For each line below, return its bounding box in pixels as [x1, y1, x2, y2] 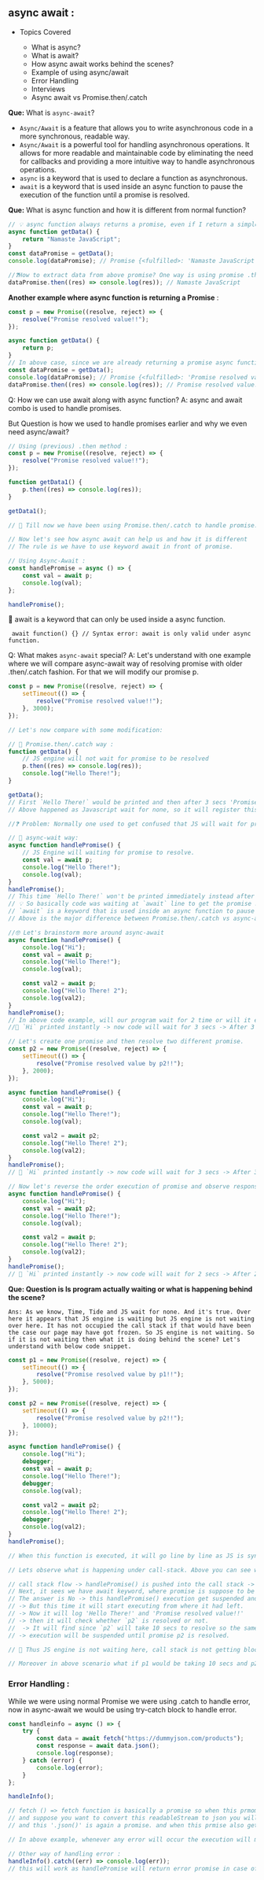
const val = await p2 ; [22, 1204, 97, 1213]
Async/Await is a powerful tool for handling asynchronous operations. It [19, 139, 250, 149]
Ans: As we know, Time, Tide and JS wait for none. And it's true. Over [8, 1308, 251, 1316]
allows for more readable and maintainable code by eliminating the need [19, 148, 254, 157]
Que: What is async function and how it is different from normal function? [8, 205, 246, 215]
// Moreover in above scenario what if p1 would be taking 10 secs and [8, 1660, 247, 1668]
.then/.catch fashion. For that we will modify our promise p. [8, 667, 199, 677]
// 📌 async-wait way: [8, 834, 79, 842]
